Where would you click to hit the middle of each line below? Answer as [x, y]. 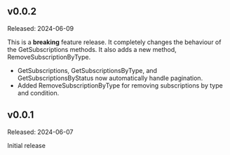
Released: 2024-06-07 [40, 132]
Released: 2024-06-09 [41, 28]
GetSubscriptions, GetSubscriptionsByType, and [87, 70]
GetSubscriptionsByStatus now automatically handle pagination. [110, 78]
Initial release [26, 145]
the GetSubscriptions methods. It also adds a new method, [92, 49]
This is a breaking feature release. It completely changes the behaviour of [114, 42]
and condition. [38, 93]
